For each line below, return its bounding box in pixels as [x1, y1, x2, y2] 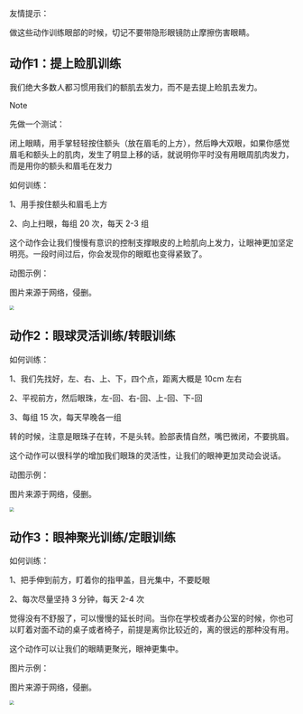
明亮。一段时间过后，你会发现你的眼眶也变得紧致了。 [9, 248, 207, 259]
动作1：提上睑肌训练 [9, 56, 122, 71]
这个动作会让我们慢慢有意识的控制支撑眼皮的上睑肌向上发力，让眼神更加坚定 [9, 237, 294, 248]
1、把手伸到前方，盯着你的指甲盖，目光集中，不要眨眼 [9, 575, 210, 586]
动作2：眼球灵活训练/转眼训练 [9, 328, 176, 343]
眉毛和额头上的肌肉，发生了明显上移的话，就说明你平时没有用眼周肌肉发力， [9, 148, 294, 160]
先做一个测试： [9, 118, 65, 129]
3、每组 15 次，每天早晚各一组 [9, 411, 122, 422]
